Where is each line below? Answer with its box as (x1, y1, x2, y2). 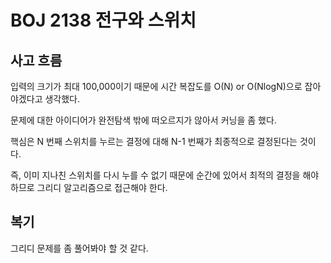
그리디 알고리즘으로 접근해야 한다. (36, 182, 168, 193)
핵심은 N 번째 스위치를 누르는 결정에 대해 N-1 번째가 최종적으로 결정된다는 (10, 136, 298, 147)
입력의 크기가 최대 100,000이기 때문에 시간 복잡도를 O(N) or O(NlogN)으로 (10, 81, 303, 92)
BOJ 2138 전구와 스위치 (10, 9, 197, 32)
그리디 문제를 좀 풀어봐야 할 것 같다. (10, 242, 149, 254)
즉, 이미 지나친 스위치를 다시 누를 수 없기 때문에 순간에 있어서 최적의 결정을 (10, 169, 301, 181)
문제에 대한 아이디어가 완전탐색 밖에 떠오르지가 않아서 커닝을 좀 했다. (10, 114, 277, 126)
